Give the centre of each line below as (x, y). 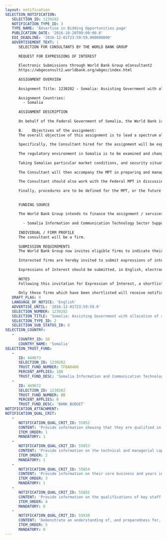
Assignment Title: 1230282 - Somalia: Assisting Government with (87, 89)
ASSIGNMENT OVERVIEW (40, 79)
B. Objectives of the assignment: (57, 130)
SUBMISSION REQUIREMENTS (44, 247)
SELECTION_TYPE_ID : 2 (34, 321)
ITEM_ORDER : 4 (33, 502)
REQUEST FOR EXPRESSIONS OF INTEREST (57, 56)
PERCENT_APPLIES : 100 (41, 372)
